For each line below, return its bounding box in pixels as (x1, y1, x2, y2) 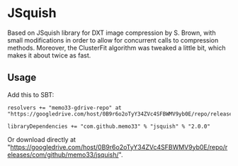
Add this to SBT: (7, 90, 55, 99)
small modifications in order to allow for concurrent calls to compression (7, 35, 219, 44)
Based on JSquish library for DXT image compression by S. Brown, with (7, 28, 216, 37)
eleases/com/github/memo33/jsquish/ (7, 150, 119, 159)
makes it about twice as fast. (7, 51, 91, 60)
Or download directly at (7, 135, 76, 143)
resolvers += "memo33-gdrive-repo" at (7, 104, 122, 111)
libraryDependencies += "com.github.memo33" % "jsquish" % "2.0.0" (7, 123, 211, 130)
